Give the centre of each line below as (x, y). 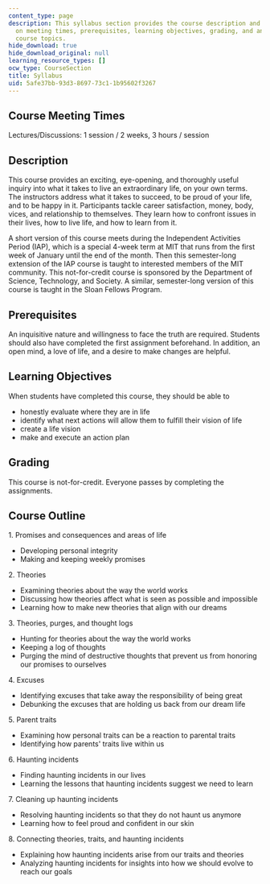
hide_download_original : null (59, 53)
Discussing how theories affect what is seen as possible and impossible (139, 599)
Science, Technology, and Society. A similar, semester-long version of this (131, 281)
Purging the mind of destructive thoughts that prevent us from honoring (138, 656)
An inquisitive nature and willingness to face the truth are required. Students (134, 334)
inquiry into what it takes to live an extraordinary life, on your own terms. (128, 188)
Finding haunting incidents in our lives (83, 775)
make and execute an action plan (75, 437)
